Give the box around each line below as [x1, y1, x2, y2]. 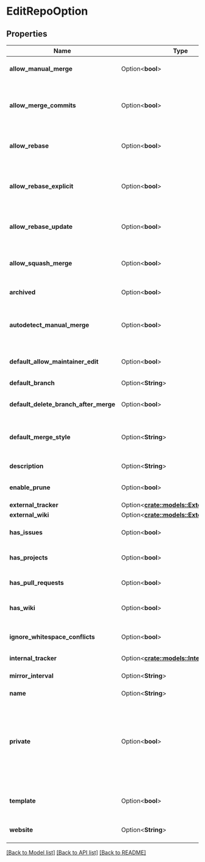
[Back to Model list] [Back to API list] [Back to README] [6, 849, 146, 856]
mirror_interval [9, 672, 54, 680]
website [9, 825, 34, 834]
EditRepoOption [6, 4, 88, 18]
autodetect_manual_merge [9, 321, 90, 329]
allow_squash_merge [9, 259, 73, 267]
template [9, 797, 36, 805]
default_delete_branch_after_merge [9, 400, 116, 408]
